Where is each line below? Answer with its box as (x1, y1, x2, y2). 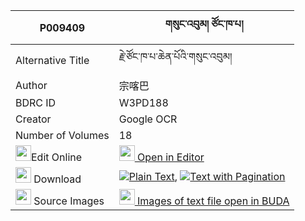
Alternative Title (15, 53, 90, 67)
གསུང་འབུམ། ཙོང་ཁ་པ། (164, 17, 244, 31)
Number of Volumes (15, 129, 110, 142)
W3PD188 (118, 96, 169, 109)
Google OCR (118, 112, 178, 126)
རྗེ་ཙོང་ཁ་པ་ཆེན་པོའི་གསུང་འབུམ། (118, 50, 233, 63)
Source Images (33, 194, 105, 208)
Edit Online (31, 150, 83, 164)
